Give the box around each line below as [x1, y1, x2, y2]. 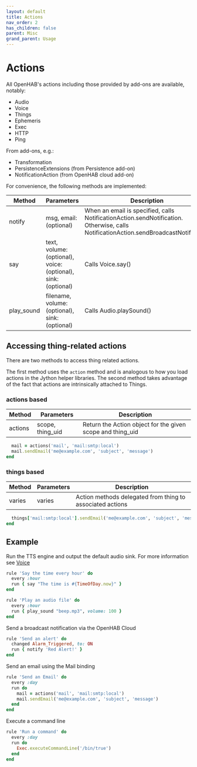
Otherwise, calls [84, 221, 129, 229]
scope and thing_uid [82, 428, 139, 436]
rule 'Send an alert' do [6, 636, 67, 642]
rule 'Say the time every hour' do [6, 570, 93, 576]
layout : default [6, 8, 46, 15]
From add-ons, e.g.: [6, 147, 54, 154]
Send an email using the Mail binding [6, 663, 96, 670]
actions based [6, 395, 47, 403]
